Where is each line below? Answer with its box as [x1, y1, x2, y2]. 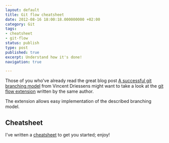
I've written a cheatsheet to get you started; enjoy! [5, 132, 110, 138]
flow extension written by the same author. [5, 88, 94, 94]
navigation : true [5, 59, 42, 64]
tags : [5, 26, 17, 31]
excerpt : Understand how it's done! [5, 54, 82, 60]
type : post [5, 45, 28, 50]
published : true [5, 50, 39, 55]
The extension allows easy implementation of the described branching [5, 98, 152, 104]
